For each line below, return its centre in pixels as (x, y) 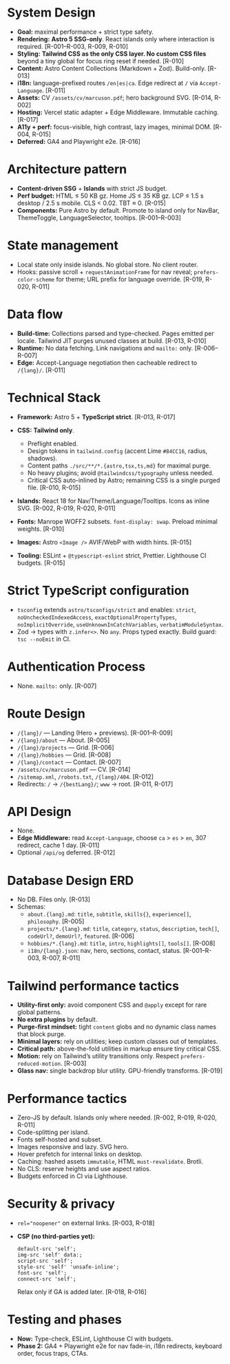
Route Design (46, 713)
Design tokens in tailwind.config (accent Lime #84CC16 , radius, (117, 451)
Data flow (35, 314)
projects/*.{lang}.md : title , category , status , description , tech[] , (123, 929)
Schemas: (31, 907)
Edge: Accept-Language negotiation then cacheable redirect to (107, 362)
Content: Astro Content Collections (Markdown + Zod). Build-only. (112, 68)
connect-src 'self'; (46, 1279)
